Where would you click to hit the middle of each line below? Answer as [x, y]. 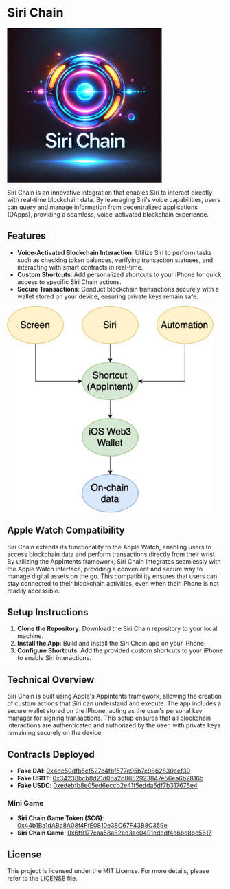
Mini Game [25, 803]
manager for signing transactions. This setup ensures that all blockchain [109, 718]
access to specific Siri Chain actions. [69, 282]
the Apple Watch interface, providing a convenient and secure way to [105, 569]
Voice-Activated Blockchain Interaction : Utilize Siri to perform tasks [114, 252]
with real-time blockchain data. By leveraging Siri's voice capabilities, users [114, 199]
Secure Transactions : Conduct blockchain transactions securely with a [118, 289]
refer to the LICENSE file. [42, 879]
